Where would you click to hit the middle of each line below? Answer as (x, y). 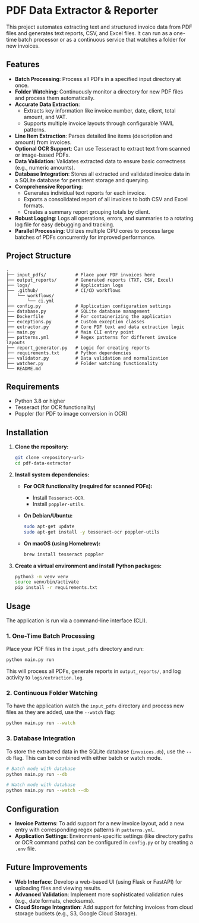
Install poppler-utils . (59, 504)
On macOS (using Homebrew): (62, 543)
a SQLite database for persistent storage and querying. (82, 180)
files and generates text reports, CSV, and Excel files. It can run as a (89, 33)
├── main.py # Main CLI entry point (70, 332)
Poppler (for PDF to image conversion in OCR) (71, 414)
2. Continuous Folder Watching (52, 693)
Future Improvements (47, 867)
